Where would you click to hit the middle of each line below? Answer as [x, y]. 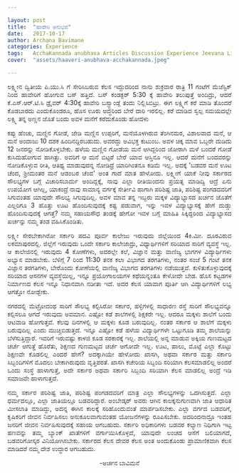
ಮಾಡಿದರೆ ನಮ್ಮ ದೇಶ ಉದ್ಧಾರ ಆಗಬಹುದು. [52, 448]
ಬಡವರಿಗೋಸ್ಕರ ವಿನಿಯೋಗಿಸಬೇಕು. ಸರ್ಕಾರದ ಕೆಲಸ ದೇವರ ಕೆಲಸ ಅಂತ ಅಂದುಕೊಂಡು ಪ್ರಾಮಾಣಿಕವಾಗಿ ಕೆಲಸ [119, 440]
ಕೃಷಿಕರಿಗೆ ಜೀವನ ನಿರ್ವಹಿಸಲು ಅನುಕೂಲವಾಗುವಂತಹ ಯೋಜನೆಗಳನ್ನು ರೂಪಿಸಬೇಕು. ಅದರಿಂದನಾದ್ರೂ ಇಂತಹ [119, 416]
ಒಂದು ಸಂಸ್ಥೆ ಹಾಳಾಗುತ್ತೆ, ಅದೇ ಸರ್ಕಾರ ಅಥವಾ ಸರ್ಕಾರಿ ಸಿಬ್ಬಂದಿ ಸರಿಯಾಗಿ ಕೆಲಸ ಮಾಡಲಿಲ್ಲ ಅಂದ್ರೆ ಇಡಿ [119, 370]
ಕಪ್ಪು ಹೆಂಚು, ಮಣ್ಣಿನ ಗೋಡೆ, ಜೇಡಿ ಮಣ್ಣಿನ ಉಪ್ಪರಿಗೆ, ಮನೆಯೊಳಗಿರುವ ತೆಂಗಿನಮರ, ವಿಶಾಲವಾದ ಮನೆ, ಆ [119, 133]
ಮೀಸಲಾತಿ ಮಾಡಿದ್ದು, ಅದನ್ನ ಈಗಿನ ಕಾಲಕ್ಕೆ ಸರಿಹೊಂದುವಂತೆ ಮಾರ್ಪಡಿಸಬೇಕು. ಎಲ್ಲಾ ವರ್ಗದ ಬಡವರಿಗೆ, [119, 408]
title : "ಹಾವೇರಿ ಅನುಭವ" [39, 27]
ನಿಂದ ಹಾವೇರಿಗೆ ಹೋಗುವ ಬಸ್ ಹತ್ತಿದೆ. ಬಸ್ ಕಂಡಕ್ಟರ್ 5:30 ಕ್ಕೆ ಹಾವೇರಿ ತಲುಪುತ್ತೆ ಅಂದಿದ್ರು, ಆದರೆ [119, 94]
